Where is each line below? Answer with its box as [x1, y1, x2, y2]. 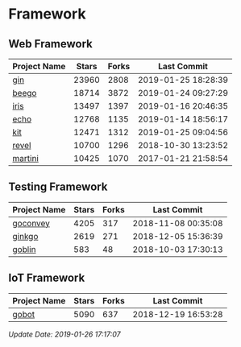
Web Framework [8, 37, 93, 51]
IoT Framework [8, 271, 85, 285]
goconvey [12, 217, 51, 229]
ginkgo [12, 230, 39, 242]
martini [12, 153, 39, 163]
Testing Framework [8, 180, 108, 194]
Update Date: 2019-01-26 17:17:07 [8, 329, 121, 339]
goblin [12, 243, 36, 254]
